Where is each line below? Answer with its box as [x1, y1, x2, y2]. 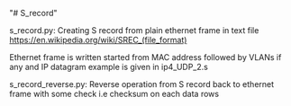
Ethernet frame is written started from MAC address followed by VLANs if [9, 52, 282, 62]
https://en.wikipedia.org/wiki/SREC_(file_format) [9, 35, 187, 45]
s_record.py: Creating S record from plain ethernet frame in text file [9, 25, 259, 35]
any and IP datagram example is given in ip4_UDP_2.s [9, 62, 209, 72]
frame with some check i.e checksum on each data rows [9, 89, 219, 99]
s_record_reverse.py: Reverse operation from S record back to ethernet [9, 79, 275, 89]
